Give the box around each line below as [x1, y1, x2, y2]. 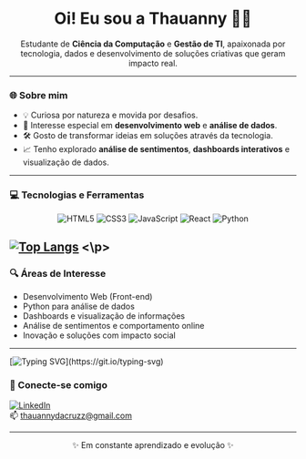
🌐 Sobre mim [9, 88, 68, 101]
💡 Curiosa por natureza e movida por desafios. [22, 109, 199, 121]
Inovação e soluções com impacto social [22, 330, 176, 341]
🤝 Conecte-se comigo [9, 379, 107, 392]
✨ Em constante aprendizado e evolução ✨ [72, 439, 234, 450]
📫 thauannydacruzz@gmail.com [9, 410, 132, 421]
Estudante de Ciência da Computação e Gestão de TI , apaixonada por [20, 38, 286, 49]
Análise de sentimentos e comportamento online [22, 321, 205, 331]
